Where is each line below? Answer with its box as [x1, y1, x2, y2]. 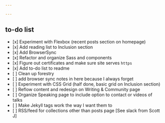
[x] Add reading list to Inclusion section [12, 44, 93, 50]
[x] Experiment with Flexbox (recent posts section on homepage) [12, 38, 146, 45]
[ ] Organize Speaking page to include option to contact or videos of [12, 92, 153, 98]
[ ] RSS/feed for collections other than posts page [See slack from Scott [12, 108, 161, 114]
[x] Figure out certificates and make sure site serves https [12, 60, 132, 66]
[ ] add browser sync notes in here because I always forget [12, 76, 134, 82]
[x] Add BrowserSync [12, 49, 57, 55]
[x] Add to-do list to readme [12, 65, 70, 71]
